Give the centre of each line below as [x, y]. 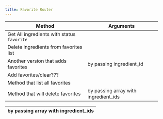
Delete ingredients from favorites [45, 47]
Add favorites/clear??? [33, 75]
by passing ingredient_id [115, 64]
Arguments [122, 26]
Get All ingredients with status [42, 34]
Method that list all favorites [39, 83]
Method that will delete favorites [44, 94]
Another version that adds [37, 61]
